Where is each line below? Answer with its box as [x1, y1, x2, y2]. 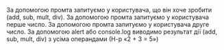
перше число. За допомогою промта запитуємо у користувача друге [6, 21, 210, 28]
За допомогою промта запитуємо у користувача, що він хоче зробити [6, 6, 212, 14]
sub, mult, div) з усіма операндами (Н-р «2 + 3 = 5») [6, 35, 159, 43]
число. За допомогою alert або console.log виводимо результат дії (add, [6, 27, 218, 36]
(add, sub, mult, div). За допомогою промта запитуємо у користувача [6, 13, 210, 21]
